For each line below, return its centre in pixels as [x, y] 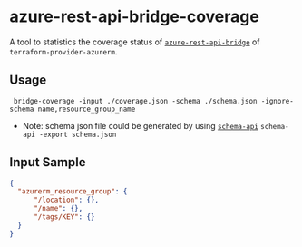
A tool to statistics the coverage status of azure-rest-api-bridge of [135, 42]
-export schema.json [78, 134]
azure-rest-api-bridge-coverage [135, 17]
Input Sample [48, 162]
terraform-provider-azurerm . [63, 51]
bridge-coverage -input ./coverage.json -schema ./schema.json [135, 101]
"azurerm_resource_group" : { [73, 192]
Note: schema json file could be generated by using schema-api [140, 125]
